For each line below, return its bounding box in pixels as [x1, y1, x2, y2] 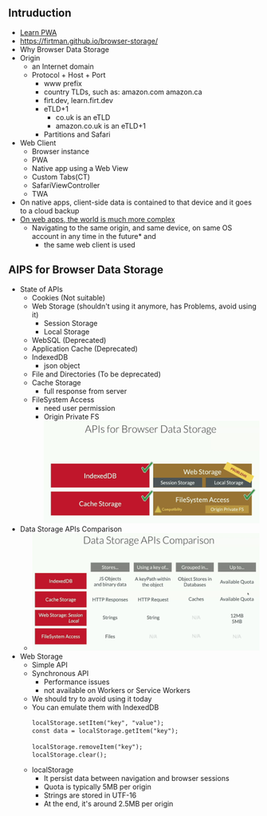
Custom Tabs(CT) [31, 172, 90, 181]
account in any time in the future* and [31, 231, 157, 241]
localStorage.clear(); [31, 751, 108, 759]
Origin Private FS [43, 412, 100, 421]
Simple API [31, 660, 68, 670]
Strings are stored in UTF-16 [43, 790, 137, 800]
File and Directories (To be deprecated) [31, 369, 162, 379]
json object [43, 360, 80, 370]
